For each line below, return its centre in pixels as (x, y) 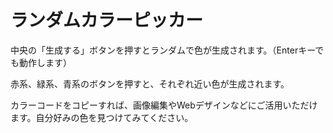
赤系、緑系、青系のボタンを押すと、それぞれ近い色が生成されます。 (150, 83)
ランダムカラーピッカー (107, 20)
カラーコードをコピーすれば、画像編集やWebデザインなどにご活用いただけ (164, 105)
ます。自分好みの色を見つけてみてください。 (102, 117)
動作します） (45, 62)
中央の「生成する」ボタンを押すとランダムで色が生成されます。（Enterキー (163, 50)
